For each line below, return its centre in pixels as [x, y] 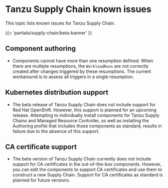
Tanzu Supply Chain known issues [78, 9]
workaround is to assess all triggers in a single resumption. [73, 77]
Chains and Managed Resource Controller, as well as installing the [81, 120]
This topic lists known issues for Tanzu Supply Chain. [60, 23]
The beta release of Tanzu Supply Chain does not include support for [84, 104]
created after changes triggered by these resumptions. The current [82, 71]
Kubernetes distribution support [57, 92]
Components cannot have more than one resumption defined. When [83, 61]
